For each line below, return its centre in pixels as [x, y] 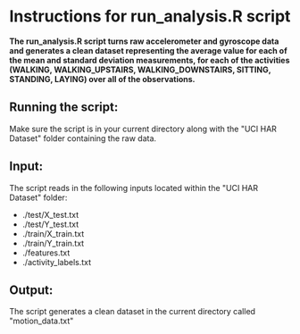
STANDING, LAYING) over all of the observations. [102, 79]
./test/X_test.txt [50, 214]
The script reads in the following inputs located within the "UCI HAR [134, 188]
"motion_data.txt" [42, 321]
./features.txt [46, 253]
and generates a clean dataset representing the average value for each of [148, 50]
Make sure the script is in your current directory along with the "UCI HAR [143, 129]
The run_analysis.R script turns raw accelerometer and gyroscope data [144, 41]
